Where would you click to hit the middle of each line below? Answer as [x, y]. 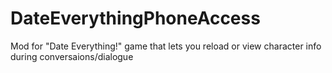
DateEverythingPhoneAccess [135, 18]
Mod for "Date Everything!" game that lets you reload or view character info [166, 46]
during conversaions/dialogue [72, 56]
